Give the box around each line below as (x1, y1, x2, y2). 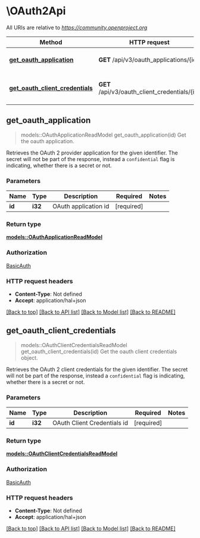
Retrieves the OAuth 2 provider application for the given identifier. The (6, 149, 179, 156)
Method (39, 38, 62, 46)
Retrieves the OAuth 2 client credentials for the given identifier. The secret (6, 366, 188, 373)
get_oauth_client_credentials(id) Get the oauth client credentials (20, 348, 177, 355)
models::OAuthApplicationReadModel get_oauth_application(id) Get (20, 131, 186, 138)
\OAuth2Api (6, 4, 66, 18)
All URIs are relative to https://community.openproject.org (6, 24, 148, 31)
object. (20, 354, 38, 361)
